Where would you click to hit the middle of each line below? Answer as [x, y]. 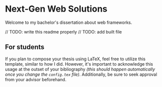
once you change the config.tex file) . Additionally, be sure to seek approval [81, 74]
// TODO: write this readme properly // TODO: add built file [63, 32]
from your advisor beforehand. [36, 79]
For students [25, 47]
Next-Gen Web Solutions [56, 9]
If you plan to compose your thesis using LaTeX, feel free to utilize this [75, 59]
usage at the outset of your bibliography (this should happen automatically [80, 69]
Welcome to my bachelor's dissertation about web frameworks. [69, 22]
